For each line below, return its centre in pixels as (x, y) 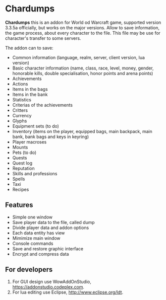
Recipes (21, 189)
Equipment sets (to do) (36, 126)
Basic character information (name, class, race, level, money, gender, (83, 68)
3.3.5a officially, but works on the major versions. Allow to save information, (82, 27)
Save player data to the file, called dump (54, 222)
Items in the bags (30, 89)
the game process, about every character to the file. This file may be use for (83, 33)
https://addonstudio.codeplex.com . (48, 287)
